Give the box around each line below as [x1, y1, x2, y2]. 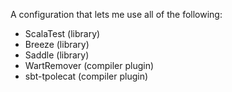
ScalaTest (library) [24, 28, 101, 39]
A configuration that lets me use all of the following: [10, 9, 223, 20]
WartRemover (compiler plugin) [24, 60, 155, 71]
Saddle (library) [24, 49, 90, 61]
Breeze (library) [24, 39, 90, 50]
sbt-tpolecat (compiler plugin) [24, 70, 149, 82]
